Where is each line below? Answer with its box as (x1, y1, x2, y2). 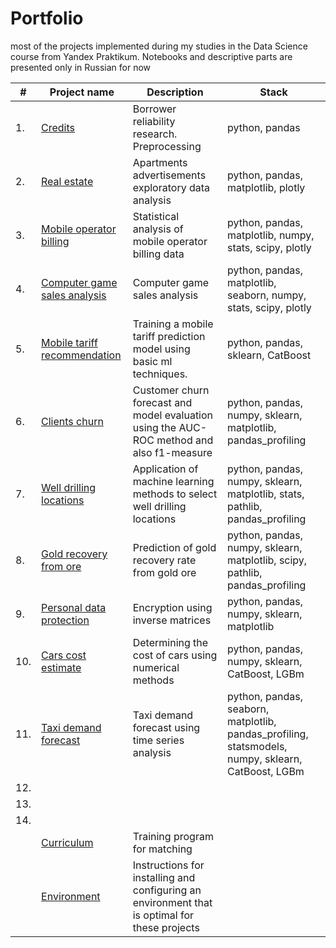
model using (132, 342, 191, 356)
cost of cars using (132, 648, 218, 662)
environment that (132, 895, 213, 909)
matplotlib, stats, (227, 487, 305, 501)
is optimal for (132, 908, 195, 922)
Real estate (41, 174, 94, 188)
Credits (41, 120, 76, 134)
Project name (49, 85, 115, 99)
